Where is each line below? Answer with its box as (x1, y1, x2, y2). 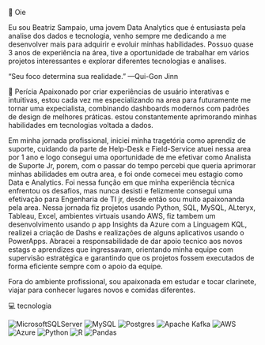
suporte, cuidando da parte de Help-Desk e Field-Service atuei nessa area (8, 144, 252, 153)
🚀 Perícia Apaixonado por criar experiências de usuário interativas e (8, 87, 229, 96)
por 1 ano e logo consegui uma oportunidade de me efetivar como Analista (8, 152, 252, 162)
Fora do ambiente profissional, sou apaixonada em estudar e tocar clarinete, (8, 277, 257, 286)
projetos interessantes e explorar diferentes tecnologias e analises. (8, 56, 227, 66)
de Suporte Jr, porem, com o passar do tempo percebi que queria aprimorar (8, 161, 256, 170)
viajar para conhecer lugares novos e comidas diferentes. (8, 285, 196, 294)
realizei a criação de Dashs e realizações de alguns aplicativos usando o (8, 228, 244, 237)
